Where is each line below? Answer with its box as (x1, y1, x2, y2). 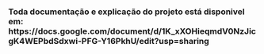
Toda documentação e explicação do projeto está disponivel (8, 6, 245, 17)
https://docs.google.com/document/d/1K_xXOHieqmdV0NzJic (8, 26, 256, 37)
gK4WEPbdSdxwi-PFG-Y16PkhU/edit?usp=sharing (8, 35, 210, 46)
